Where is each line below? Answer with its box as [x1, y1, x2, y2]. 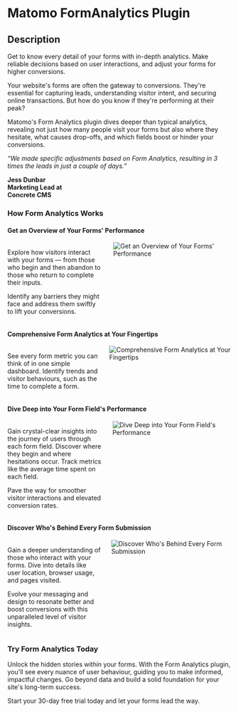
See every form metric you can [7, 352, 98, 360]
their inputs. [7, 278, 43, 287]
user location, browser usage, [7, 568, 94, 577]
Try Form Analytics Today [7, 644, 99, 654]
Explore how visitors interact [7, 248, 91, 257]
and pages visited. [7, 575, 62, 585]
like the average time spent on [7, 464, 96, 473]
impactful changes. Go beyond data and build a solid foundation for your [7, 675, 220, 684]
